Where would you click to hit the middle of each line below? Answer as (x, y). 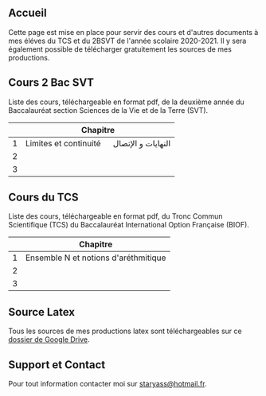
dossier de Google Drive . (49, 340)
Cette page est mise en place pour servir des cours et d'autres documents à (133, 32)
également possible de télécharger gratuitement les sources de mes (120, 49)
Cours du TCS (43, 198)
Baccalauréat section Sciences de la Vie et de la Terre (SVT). (108, 110)
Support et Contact (57, 365)
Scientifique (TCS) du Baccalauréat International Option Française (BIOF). (129, 225)
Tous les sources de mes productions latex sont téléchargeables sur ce (125, 331)
